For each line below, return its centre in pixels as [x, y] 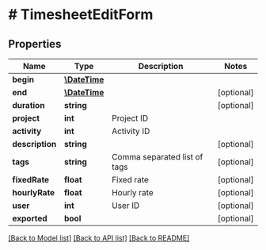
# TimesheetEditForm [81, 15]
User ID [126, 206]
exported [30, 218]
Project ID [130, 118]
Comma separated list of [158, 157]
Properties [35, 44]
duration [28, 105]
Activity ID [131, 131]
